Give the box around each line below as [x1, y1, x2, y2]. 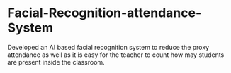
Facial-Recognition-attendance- [7, 5, 202, 21]
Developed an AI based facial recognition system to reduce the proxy [7, 43, 210, 51]
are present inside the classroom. [7, 58, 105, 66]
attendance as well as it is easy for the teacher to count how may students [7, 51, 225, 59]
